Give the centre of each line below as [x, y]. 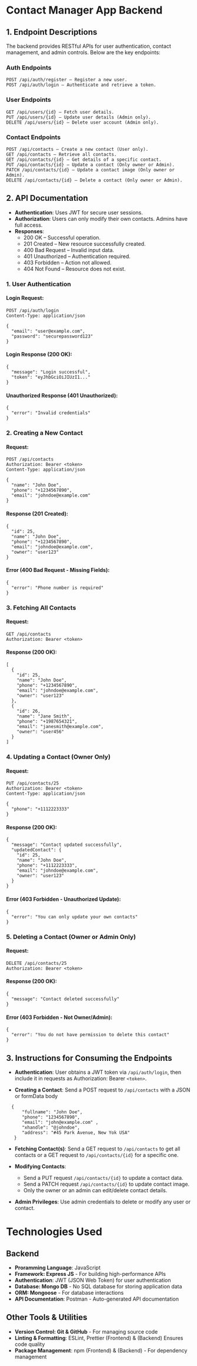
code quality [30, 1344]
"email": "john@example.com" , [60, 1122]
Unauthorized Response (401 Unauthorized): [62, 395]
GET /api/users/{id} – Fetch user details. [60, 112]
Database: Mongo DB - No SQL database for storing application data [98, 1286]
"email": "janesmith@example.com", [60, 727]
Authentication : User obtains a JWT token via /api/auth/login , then [98, 1072]
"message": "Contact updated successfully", [67, 845]
